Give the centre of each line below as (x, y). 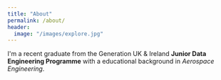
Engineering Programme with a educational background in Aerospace (111, 62)
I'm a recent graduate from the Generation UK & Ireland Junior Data (107, 54)
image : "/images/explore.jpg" (58, 34)
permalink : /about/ (36, 21)
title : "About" (30, 14)
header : (19, 27)
